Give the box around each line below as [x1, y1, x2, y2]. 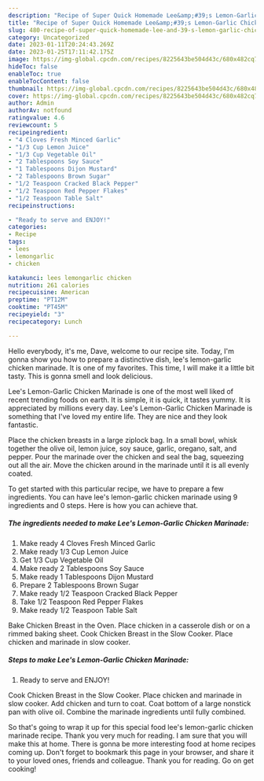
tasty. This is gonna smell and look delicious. [8, 371, 153, 381]
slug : [8, 26, 26, 34]
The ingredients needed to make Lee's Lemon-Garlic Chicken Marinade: [8, 518, 249, 528]
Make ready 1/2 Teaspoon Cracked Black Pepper [19, 588, 178, 598]
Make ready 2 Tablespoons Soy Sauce [19, 563, 145, 573]
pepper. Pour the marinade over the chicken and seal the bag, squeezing [8, 451, 244, 461]
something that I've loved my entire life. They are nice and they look [8, 411, 228, 421]
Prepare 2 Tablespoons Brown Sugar [19, 580, 139, 590]
